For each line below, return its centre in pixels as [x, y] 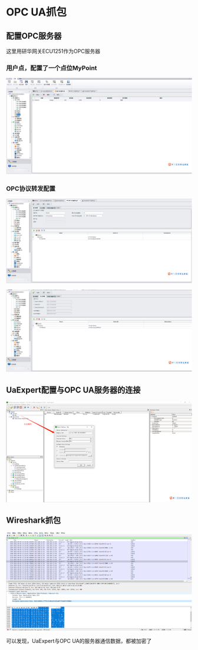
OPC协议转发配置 [31, 189]
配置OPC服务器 [34, 36]
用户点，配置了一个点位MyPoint [52, 67]
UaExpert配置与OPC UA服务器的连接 [73, 390]
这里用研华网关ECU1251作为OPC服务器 [53, 51]
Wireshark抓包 [34, 521]
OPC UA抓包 [36, 12]
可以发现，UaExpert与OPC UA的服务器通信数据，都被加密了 [79, 641]
